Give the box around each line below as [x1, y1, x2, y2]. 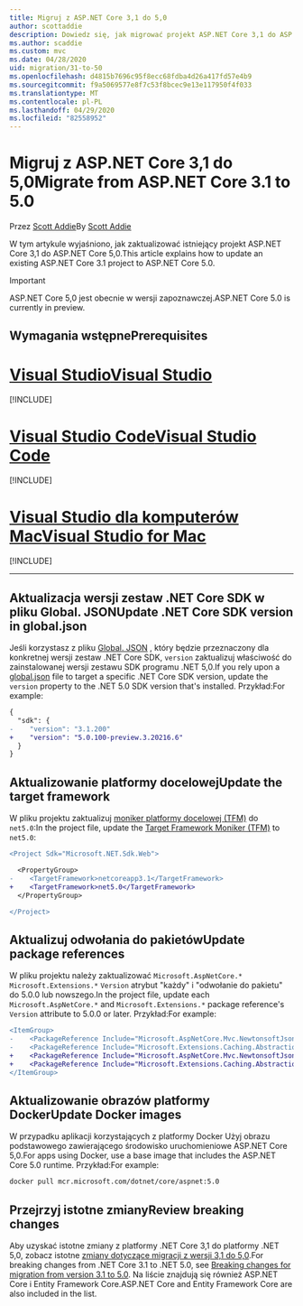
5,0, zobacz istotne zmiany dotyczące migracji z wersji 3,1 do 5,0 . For [9, 1249, 264, 1260]
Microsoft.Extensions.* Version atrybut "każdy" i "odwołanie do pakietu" [9, 980, 283, 991]
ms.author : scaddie [9, 38, 83, 48]
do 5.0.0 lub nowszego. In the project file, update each [9, 989, 210, 1000]
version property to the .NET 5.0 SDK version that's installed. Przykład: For [9, 681, 286, 691]
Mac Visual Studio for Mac [9, 525, 207, 546]
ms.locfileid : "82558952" [9, 114, 106, 123]
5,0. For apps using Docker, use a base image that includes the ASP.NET [9, 1150, 277, 1161]
